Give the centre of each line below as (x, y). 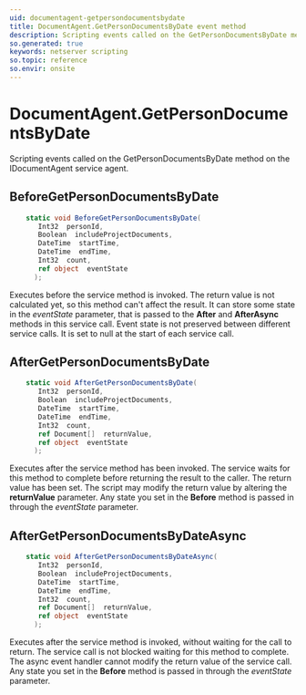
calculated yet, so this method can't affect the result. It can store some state (153, 304)
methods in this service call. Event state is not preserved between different (150, 324)
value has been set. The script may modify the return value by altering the (148, 488)
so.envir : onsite (42, 69)
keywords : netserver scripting (69, 52)
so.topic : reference (49, 60)
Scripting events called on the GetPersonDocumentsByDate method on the (150, 158)
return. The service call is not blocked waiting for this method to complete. (149, 652)
